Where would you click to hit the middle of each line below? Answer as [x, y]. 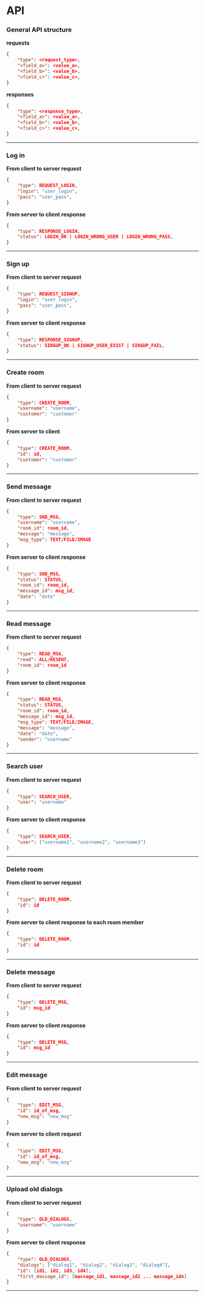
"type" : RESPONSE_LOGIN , [49, 231]
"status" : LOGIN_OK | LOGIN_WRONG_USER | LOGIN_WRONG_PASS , [95, 237]
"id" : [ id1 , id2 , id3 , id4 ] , [54, 1271]
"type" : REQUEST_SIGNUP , [49, 294]
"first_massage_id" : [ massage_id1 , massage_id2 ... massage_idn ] [102, 1276]
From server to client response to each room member [75, 922]
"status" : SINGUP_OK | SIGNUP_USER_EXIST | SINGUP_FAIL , [91, 345]
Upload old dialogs [34, 1189]
